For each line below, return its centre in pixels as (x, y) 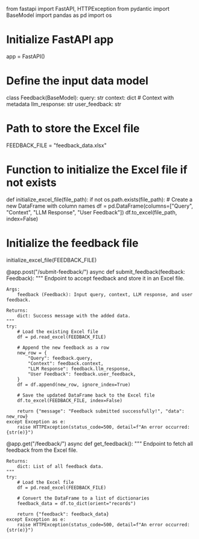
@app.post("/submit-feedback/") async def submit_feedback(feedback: (96, 271)
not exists (31, 183)
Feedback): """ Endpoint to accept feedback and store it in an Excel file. (96, 278)
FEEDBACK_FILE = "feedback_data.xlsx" (56, 145)
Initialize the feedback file (72, 243)
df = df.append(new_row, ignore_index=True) (74, 385)
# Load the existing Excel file (58, 332)
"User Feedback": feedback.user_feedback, (82, 374)
